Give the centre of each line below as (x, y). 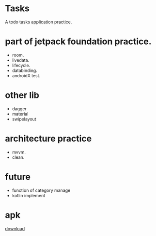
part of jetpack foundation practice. (78, 42)
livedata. (21, 60)
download (15, 228)
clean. (18, 157)
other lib (22, 95)
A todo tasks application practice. (39, 22)
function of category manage (41, 190)
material (20, 114)
